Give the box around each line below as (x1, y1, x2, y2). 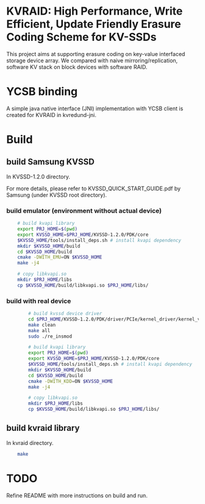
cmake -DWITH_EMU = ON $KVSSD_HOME (17, 254, 103, 260)
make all (28, 327, 51, 333)
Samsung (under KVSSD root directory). (6, 191, 107, 199)
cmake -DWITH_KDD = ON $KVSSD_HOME (28, 378, 113, 385)
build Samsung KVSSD (6, 157, 95, 167)
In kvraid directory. (6, 439, 54, 446)
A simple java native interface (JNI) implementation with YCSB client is (6, 105, 184, 112)
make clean (28, 322, 56, 328)
